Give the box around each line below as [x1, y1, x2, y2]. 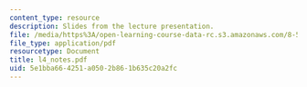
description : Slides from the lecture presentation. [9, 22, 215, 31]
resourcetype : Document [9, 47, 101, 56]
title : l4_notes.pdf [9, 55, 89, 64]
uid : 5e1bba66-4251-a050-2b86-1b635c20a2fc [9, 64, 178, 73]
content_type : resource [9, 13, 101, 23]
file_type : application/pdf [9, 38, 117, 48]
